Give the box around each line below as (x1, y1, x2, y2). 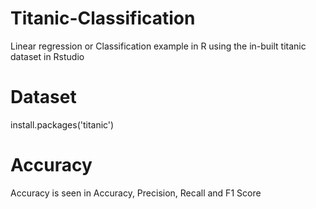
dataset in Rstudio (10, 50, 85, 62)
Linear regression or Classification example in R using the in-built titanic (10, 40, 307, 52)
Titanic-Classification (10, 7, 196, 30)
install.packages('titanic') (10, 118, 115, 131)
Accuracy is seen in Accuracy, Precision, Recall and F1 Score (10, 187, 262, 199)
